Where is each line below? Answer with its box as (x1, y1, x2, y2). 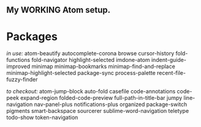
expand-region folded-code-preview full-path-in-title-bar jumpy (20, 94, 183, 102)
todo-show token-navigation (6, 114, 78, 121)
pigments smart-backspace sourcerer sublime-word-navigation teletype (6, 107, 189, 115)
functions (6, 56, 31, 64)
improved (6, 63, 31, 70)
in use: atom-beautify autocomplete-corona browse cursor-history (6, 50, 175, 57)
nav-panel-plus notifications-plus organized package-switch (34, 101, 188, 108)
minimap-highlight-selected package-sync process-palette (6, 69, 156, 77)
